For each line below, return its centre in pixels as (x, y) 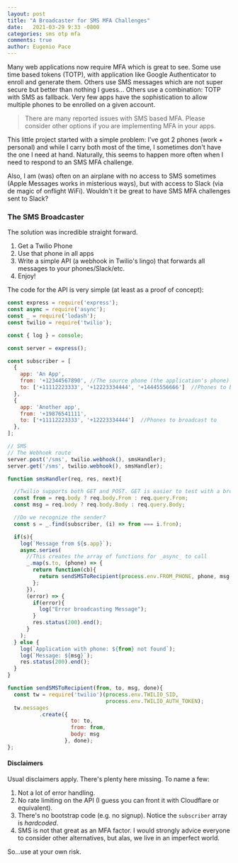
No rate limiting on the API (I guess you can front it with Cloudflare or (118, 800)
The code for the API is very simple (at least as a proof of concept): (106, 290)
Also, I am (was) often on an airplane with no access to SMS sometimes (112, 176)
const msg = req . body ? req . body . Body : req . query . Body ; (100, 505)
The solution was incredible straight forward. (73, 232)
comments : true (30, 40)
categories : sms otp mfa (44, 34)
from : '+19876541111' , (53, 414)
